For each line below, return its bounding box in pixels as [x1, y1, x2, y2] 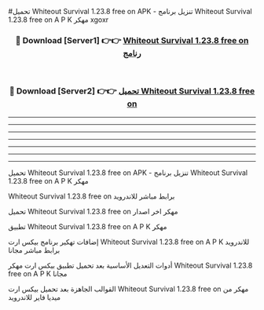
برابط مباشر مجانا [8, 245, 60, 254]
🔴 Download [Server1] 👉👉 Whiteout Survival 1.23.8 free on [15, 35, 249, 46]
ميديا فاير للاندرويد [8, 292, 61, 301]
